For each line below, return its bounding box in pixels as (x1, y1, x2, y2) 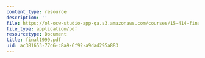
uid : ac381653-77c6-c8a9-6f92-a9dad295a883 (6, 43, 119, 49)
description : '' (6, 14, 48, 21)
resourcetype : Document (6, 31, 67, 37)
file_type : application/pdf (6, 25, 78, 32)
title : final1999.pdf (6, 37, 62, 43)
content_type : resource (6, 8, 67, 15)
